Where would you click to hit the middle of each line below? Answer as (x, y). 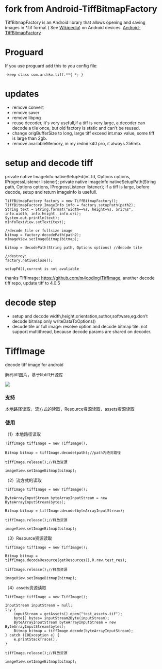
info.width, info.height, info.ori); (43, 214)
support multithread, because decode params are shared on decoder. (82, 332)
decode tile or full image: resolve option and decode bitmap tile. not (80, 326)
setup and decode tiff (49, 163)
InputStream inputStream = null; (39, 605)
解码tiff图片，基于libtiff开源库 (34, 374)
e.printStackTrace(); (35, 639)
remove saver (26, 112)
